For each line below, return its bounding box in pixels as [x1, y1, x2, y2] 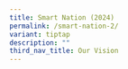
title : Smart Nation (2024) [9, 13, 115, 22]
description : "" [9, 38, 70, 47]
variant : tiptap [9, 30, 70, 39]
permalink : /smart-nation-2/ [9, 22, 119, 30]
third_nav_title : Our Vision [9, 47, 119, 56]
